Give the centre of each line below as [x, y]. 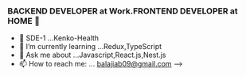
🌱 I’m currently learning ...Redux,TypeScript [90, 47]
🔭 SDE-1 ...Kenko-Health [59, 38]
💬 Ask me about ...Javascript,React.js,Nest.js [92, 55]
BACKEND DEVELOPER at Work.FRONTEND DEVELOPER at [123, 11]
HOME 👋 [24, 21]
